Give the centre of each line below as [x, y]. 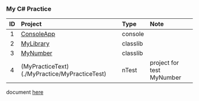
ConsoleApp [38, 34]
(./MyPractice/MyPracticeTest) [64, 74]
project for [165, 63]
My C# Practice [29, 9]
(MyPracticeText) [45, 67]
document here [25, 92]
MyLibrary [35, 44]
